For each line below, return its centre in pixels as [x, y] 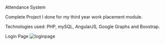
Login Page [17, 36]
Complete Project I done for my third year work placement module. [74, 17]
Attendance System [25, 7]
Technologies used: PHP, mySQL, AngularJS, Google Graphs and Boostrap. [82, 26]
